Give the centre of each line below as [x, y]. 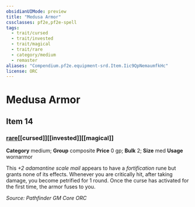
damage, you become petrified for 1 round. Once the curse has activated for [97, 181]
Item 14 [20, 121]
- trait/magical [31, 44]
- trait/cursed [30, 33]
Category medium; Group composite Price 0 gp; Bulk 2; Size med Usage [95, 151]
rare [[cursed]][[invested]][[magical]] [60, 138]
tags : [13, 28]
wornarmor [20, 157]
